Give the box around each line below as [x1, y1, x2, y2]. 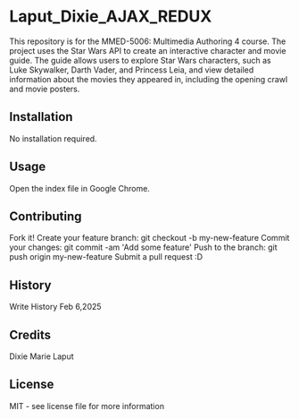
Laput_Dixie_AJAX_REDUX [9, 6, 212, 27]
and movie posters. [9, 83, 80, 94]
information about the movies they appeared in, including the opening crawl [9, 73, 288, 84]
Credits [9, 327, 52, 342]
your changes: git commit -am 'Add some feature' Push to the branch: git [9, 242, 278, 252]
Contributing [9, 209, 82, 224]
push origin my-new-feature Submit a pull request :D [9, 252, 203, 262]
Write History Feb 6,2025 [9, 302, 102, 312]
